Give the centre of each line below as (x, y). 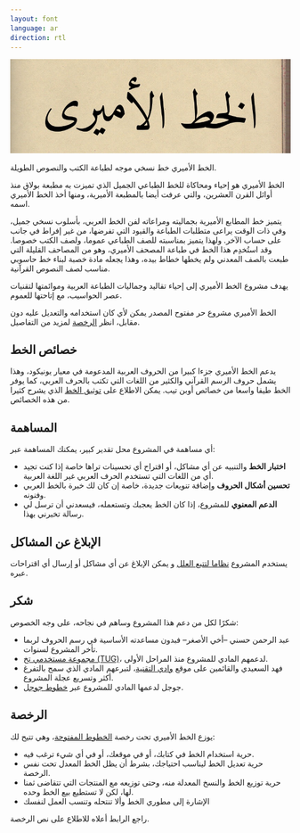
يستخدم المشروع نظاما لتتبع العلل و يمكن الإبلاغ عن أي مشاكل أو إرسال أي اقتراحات (149, 564)
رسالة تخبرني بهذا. (53, 514)
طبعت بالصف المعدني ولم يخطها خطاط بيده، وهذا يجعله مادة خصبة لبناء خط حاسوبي (150, 259)
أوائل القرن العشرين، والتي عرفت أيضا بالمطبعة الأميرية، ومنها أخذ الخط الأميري (141, 194)
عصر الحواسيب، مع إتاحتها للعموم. (66, 295)
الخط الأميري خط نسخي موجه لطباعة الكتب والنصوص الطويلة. (114, 167)
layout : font (34, 19)
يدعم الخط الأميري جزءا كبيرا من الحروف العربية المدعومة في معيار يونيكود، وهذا (143, 371)
